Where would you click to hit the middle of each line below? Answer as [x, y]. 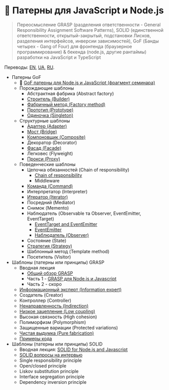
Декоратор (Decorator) [52, 142]
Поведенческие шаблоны [47, 164]
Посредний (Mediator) [51, 202]
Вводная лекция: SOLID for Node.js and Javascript [73, 349]
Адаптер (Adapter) [47, 126]
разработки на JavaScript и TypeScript [59, 57]
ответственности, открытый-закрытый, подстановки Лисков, [84, 35]
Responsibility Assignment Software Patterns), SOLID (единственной [90, 30]
